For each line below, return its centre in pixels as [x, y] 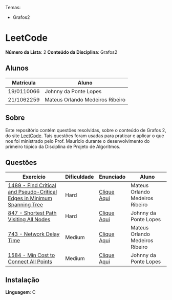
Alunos [17, 68]
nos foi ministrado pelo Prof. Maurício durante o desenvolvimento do [78, 141]
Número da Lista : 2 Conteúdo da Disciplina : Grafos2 [61, 52]
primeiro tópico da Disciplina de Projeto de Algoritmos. [63, 146]
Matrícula [24, 82]
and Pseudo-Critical [33, 192]
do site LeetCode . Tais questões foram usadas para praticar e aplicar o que [85, 136]
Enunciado [112, 177]
